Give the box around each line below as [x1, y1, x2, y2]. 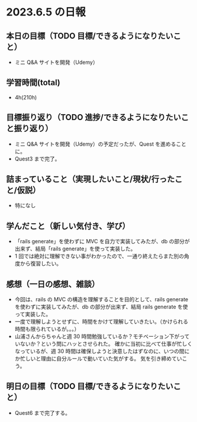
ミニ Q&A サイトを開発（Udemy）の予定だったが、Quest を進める [14, 140, 176, 147]
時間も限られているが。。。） [14, 326, 80, 333]
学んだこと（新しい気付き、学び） [6, 221, 130, 231]
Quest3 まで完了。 [14, 155, 60, 162]
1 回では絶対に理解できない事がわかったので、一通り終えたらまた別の [14, 253, 185, 260]
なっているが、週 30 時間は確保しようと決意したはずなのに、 [14, 347, 164, 355]
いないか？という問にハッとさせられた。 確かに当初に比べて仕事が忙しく [14, 340, 193, 347]
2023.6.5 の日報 [6, 5, 86, 19]
